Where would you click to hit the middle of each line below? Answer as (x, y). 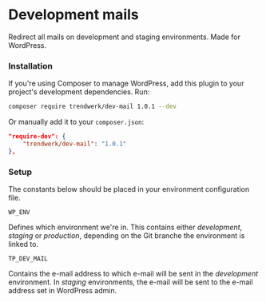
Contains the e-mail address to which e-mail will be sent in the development (133, 274)
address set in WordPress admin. (63, 291)
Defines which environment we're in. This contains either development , (125, 227)
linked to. (23, 244)
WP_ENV (19, 213)
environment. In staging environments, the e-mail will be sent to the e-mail (131, 282)
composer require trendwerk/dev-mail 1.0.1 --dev (93, 107)
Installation (31, 66)
